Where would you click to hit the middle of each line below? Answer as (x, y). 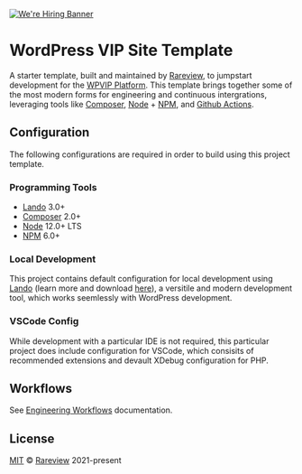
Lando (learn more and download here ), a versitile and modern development (151, 288)
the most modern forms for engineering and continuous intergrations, (138, 94)
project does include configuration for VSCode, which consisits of (132, 350)
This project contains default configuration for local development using (141, 279)
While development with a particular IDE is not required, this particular (139, 341)
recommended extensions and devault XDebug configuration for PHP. (139, 360)
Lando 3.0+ (44, 207)
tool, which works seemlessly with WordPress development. (121, 298)
